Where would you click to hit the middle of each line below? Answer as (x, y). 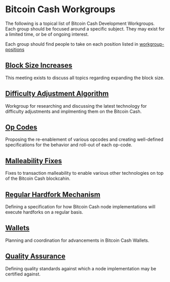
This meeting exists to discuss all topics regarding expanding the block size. (85, 78)
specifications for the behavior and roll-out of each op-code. (69, 145)
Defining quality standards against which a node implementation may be (81, 268)
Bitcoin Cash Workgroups (60, 9)
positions (15, 49)
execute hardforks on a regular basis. (44, 212)
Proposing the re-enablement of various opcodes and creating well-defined (84, 139)
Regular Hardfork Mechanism (53, 194)
